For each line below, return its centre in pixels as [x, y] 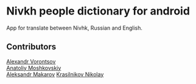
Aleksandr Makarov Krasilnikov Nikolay [55, 74]
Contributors [31, 47]
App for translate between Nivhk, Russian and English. [75, 28]
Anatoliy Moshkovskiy [34, 68]
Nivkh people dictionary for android [98, 11]
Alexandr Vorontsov [31, 61]
